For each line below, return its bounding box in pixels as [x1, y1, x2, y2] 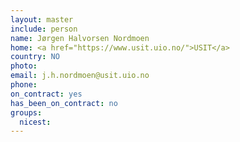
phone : [10, 80, 38, 90]
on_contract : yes [10, 89, 83, 99]
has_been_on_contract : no [10, 98, 118, 108]
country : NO [10, 52, 60, 62]
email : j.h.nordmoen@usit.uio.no [10, 71, 150, 81]
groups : [10, 107, 43, 118]
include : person [10, 24, 78, 34]
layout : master [10, 14, 74, 25]
